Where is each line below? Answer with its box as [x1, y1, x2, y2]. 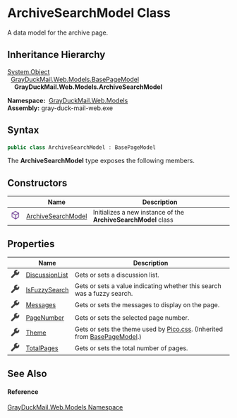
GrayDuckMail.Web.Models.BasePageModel [10, 75, 140, 83]
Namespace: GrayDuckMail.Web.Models [7, 96, 128, 104]
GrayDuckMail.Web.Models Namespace [7, 403, 123, 412]
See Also [7, 367, 47, 379]
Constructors [7, 177, 68, 189]
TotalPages [25, 344, 59, 352]
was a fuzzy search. [74, 289, 133, 298]
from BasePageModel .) [74, 332, 142, 340]
